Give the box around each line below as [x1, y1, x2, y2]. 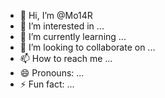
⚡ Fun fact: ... [19, 78, 75, 90]
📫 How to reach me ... [19, 53, 113, 64]
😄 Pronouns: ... [19, 67, 85, 79]
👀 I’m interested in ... [19, 20, 105, 32]
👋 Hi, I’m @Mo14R [19, 10, 93, 21]
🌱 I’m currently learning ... [19, 31, 127, 42]
